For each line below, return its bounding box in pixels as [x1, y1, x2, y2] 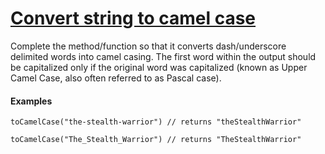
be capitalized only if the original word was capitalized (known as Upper [10, 61, 308, 73]
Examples [10, 95, 53, 107]
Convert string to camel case [10, 7, 257, 30]
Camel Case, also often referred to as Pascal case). [10, 72, 222, 84]
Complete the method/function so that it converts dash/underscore [10, 40, 287, 52]
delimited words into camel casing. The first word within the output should [10, 50, 317, 62]
